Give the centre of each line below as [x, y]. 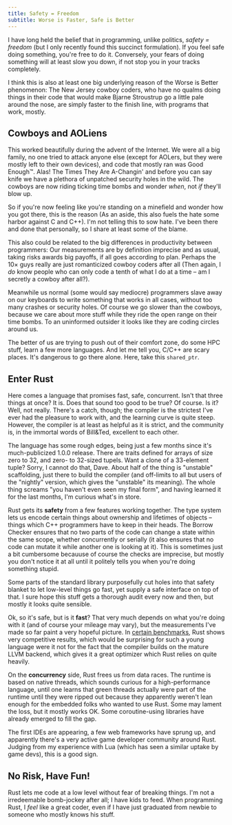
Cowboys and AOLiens [57, 133]
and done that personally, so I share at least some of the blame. [98, 229]
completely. [24, 69]
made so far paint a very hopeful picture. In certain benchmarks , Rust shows [116, 633]
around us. [23, 329]
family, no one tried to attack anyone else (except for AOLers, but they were [115, 157]
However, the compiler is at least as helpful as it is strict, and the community [116, 425]
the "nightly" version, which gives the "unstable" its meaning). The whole [112, 482]
